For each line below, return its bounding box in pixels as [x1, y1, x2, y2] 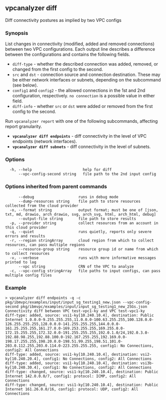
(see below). [12, 82, 38, 88]
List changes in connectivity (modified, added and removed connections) [5, 41, 155, 47]
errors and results [5, 234, 46, 239]
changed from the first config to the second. [12, 67, 103, 73]
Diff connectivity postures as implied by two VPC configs [5, 17, 122, 23]
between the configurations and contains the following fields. [5, 52, 130, 58]
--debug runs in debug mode [18, 194, 119, 199]
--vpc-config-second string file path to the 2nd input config [18, 171, 156, 177]
